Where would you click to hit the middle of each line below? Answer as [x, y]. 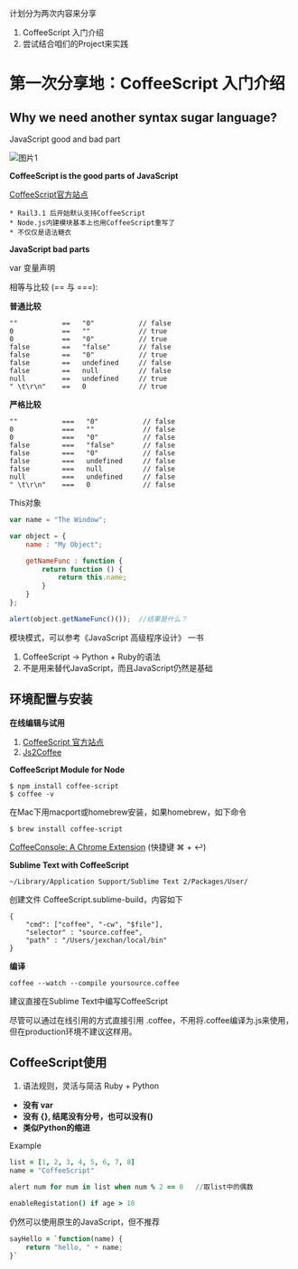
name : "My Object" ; [64, 545]
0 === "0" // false [93, 437]
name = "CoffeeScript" [52, 1171]
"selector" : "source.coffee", [84, 932]
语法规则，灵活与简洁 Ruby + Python [91, 1086]
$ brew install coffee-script [66, 829]
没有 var [38, 1106]
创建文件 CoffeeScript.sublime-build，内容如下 [96, 899]
